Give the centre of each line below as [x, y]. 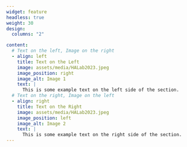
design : [16, 29]
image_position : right [46, 73]
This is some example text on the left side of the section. [101, 90]
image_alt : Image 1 [42, 79]
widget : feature [27, 12]
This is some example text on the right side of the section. [102, 135]
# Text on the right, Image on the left [63, 96]
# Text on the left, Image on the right [63, 51]
